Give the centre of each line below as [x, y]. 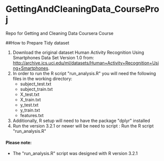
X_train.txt [31, 99]
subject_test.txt [36, 84]
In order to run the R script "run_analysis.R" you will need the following [84, 73]
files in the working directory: [43, 79]
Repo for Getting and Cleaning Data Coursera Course [60, 33]
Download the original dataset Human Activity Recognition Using [78, 52]
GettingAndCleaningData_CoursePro [82, 9]
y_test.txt [29, 105]
